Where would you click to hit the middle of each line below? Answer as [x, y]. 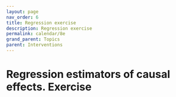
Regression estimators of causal [88, 74]
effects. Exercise [49, 87]
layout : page [22, 12]
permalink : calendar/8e [36, 34]
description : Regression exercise [49, 28]
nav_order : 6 [22, 17]
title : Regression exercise [41, 23]
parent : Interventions [34, 45]
